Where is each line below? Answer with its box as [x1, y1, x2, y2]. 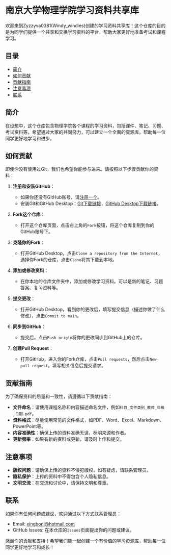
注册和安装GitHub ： [12, 183, 55, 189]
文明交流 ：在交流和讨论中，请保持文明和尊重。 [12, 480, 111, 486]
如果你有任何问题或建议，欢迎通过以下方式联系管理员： [5, 511, 121, 517]
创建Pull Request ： [12, 345, 53, 351]
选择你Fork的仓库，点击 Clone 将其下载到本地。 [20, 257, 117, 263]
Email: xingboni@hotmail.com [12, 521, 75, 527]
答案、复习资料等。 [20, 285, 61, 291]
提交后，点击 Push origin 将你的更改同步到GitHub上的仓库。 [20, 335, 145, 341]
